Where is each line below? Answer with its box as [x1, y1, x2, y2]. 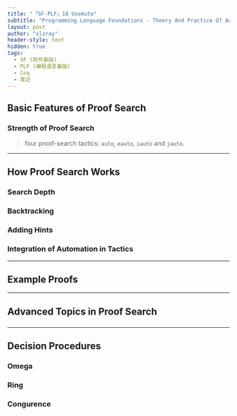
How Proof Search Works [7, 166, 121, 178]
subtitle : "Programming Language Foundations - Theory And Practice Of [7, 17, 222, 24]
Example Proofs [7, 273, 78, 286]
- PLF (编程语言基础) [13, 63, 71, 70]
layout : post [7, 23, 46, 30]
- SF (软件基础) [13, 56, 58, 63]
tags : [7, 50, 23, 57]
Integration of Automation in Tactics [7, 244, 134, 254]
